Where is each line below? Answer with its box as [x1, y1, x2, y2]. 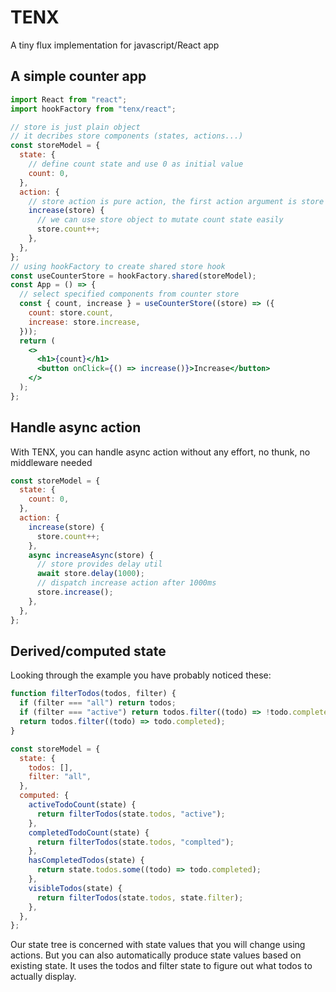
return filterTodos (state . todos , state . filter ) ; [36, 892, 244, 903]
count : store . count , [28, 308, 114, 318]
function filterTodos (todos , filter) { [10, 689, 177, 699]
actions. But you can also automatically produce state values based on [10, 949, 302, 961]
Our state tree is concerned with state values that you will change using [10, 939, 306, 951]
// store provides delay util [36, 559, 163, 570]
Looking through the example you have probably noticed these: [10, 669, 272, 681]
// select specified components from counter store [19, 289, 240, 300]
